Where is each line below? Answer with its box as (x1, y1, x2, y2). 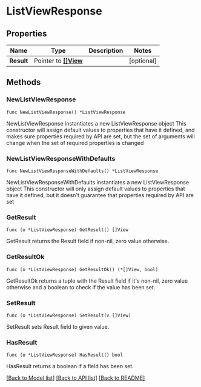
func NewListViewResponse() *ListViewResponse (6, 109, 126, 115)
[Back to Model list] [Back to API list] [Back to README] (6, 374, 145, 382)
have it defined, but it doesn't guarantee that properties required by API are (6, 191, 194, 198)
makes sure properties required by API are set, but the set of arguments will (6, 132, 195, 140)
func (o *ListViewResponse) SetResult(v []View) (6, 312, 131, 318)
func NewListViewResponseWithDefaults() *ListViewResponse (6, 168, 159, 174)
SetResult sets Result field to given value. (6, 323, 110, 330)
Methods (6, 77, 41, 87)
